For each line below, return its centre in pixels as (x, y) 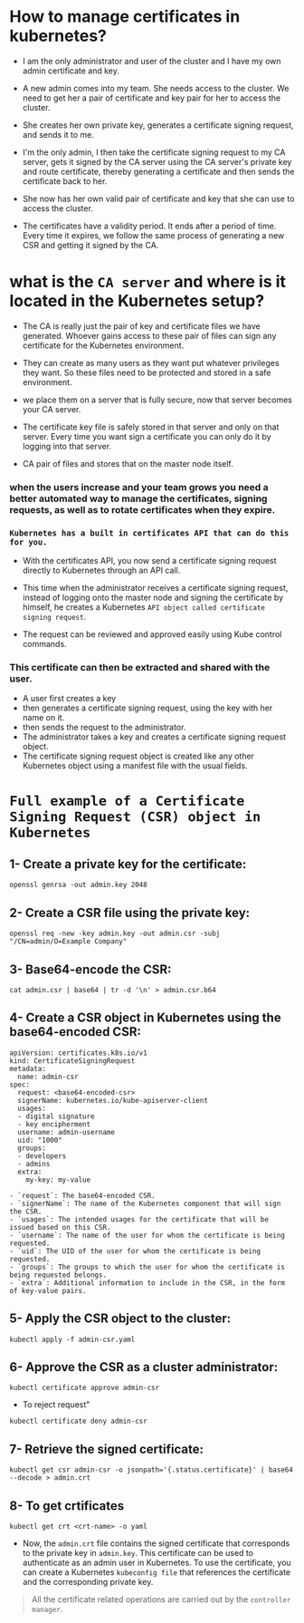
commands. (44, 644)
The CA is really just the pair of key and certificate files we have (141, 326)
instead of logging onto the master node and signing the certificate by (153, 598)
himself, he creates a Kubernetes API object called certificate (143, 607)
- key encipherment (54, 1124)
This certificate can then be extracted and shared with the (140, 668)
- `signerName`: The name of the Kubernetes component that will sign (145, 1203)
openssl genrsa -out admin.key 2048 (78, 885)
